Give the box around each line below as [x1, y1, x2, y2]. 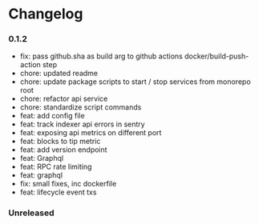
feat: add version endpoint [19, 145, 107, 154]
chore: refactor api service [19, 94, 108, 104]
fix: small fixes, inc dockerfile [19, 179, 117, 189]
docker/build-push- [184, 51, 249, 61]
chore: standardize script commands [19, 102, 142, 112]
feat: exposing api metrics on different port [19, 128, 162, 138]
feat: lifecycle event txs [19, 187, 97, 197]
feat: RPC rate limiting [19, 162, 92, 172]
